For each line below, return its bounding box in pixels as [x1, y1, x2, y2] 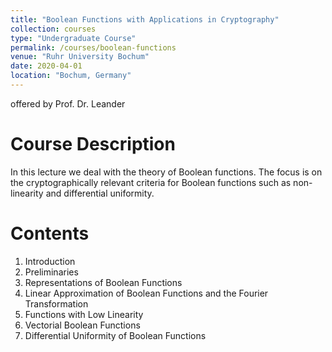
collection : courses [10, 24, 97, 34]
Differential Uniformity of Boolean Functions [24, 329, 207, 341]
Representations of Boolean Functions [24, 276, 183, 288]
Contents [10, 222, 90, 245]
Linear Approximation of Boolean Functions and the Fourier [24, 287, 269, 299]
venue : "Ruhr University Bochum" [10, 52, 150, 62]
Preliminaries [24, 266, 79, 278]
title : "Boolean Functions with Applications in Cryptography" [10, 14, 280, 25]
